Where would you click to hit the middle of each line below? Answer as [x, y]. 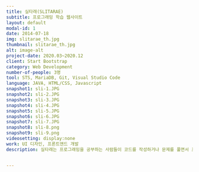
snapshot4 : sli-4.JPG [33, 105]
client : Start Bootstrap [37, 61]
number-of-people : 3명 [33, 72]
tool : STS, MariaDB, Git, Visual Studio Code [63, 78]
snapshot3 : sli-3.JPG [33, 100]
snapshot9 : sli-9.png [33, 133]
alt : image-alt [25, 50]
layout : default [26, 23]
